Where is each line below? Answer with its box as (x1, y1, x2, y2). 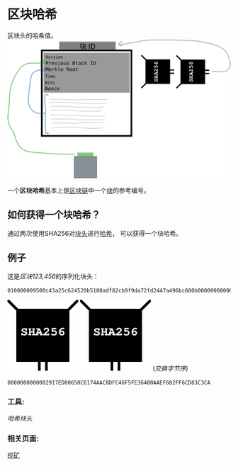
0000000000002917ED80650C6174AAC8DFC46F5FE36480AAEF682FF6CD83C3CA (7, 379, 211, 386)
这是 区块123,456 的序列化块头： (7, 272, 99, 280)
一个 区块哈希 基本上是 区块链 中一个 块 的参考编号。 (7, 186, 150, 195)
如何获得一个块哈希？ (7, 209, 101, 221)
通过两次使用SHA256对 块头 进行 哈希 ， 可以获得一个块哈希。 (7, 229, 183, 237)
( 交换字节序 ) (152, 364, 189, 373)
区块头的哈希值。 (7, 31, 57, 40)
